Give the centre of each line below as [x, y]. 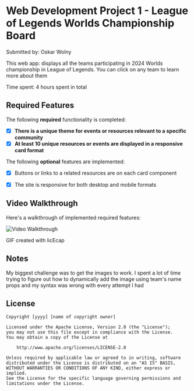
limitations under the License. [45, 384]
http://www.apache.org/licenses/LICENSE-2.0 [71, 348]
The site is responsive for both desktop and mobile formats [85, 184]
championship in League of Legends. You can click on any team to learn [93, 69]
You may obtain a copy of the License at [57, 338]
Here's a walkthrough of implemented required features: [73, 217]
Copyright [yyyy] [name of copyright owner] [61, 317]
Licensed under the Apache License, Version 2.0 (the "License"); [88, 327]
